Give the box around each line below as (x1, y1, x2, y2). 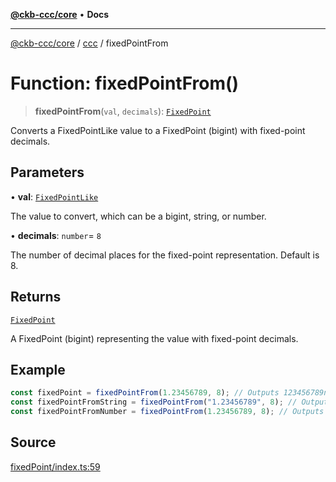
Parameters (10, 164, 85, 181)
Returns (10, 289, 62, 306)
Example (10, 361, 66, 378)
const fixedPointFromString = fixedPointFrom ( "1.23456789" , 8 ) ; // (10, 397, 298, 408)
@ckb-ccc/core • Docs (10, 9, 110, 20)
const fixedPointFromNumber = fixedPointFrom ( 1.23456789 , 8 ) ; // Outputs (10, 407, 325, 417)
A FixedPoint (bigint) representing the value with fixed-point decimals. (10, 332, 299, 344)
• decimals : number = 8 (10, 229, 102, 241)
